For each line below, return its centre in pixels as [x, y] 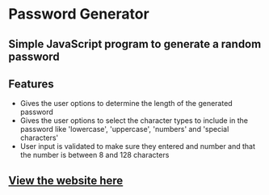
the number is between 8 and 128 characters [95, 155]
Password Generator [79, 14]
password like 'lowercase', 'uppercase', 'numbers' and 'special [124, 129]
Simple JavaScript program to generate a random [135, 44]
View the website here [66, 180]
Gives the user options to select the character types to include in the [134, 121]
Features [31, 84]
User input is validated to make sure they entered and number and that [138, 146]
